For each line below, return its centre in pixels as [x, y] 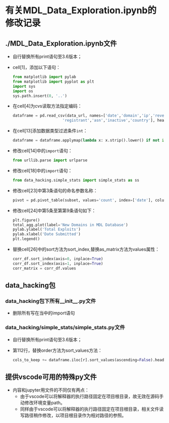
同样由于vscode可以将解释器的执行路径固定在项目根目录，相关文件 [90, 409]
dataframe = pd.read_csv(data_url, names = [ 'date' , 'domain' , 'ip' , [82, 116]
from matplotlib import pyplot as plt [53, 82]
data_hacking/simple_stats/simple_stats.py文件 [65, 328]
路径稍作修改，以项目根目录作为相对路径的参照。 [75, 415]
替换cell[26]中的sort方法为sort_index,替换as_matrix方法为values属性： [86, 249]
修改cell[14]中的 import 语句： [42, 151]
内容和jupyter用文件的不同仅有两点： [51, 390]
